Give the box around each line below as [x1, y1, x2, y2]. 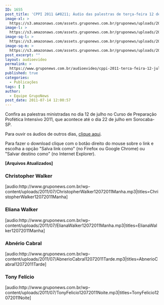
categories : [5, 75, 29, 80]
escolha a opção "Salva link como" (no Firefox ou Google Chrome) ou [5, 146, 145, 152]
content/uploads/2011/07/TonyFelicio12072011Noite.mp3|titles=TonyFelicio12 [5, 290, 159, 296]
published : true [5, 71, 38, 76]
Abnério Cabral [5, 240, 42, 246]
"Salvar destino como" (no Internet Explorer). [5, 151, 96, 157]
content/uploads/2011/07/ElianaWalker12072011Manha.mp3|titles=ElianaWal [5, 223, 158, 228]
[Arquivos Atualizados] [5, 161, 53, 166]
